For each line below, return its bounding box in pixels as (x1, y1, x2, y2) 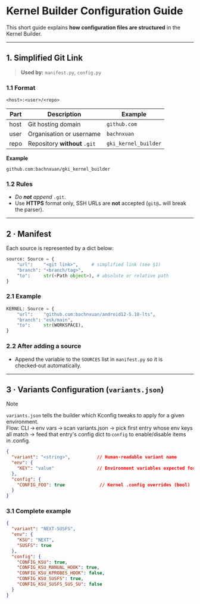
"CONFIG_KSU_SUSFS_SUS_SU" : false (17, 581, 102, 587)
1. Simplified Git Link (6, 53, 83, 63)
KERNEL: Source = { (6, 306, 55, 312)
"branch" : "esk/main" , (17, 317, 73, 323)
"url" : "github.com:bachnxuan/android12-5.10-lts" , (17, 311, 156, 317)
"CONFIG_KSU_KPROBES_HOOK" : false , (17, 570, 105, 576)
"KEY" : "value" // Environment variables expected (17, 465, 185, 471)
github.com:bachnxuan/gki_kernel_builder (6, 166, 111, 172)
